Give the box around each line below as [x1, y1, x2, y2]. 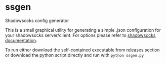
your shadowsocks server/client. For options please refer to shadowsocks [5, 32, 156, 38]
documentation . [5, 37, 38, 43]
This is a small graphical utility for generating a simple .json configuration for [5, 27, 161, 33]
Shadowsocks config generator [5, 18, 69, 23]
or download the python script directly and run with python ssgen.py [5, 52, 144, 58]
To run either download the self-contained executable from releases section [5, 47, 160, 53]
